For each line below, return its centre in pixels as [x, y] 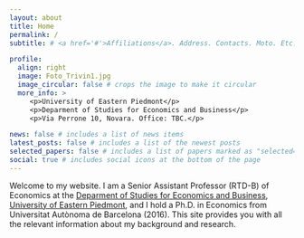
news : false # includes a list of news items [96, 135]
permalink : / [34, 34]
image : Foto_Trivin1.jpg [64, 76]
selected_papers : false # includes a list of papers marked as [131, 152]
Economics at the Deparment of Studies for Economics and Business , [139, 195]
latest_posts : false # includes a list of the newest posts [125, 143]
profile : [26, 60]
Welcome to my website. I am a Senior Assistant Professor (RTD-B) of [139, 186]
